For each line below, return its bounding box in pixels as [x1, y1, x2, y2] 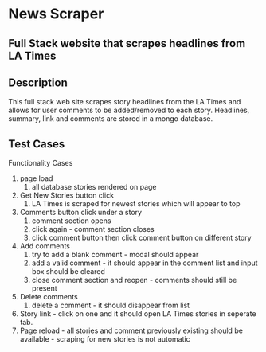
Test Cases [8, 137, 65, 151]
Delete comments [19, 292, 78, 302]
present [31, 284, 57, 293]
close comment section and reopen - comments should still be [31, 276, 237, 285]
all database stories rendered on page [31, 182, 157, 192]
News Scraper [8, 5, 104, 23]
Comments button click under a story [19, 208, 142, 217]
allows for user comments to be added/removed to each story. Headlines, [8, 105, 250, 115]
